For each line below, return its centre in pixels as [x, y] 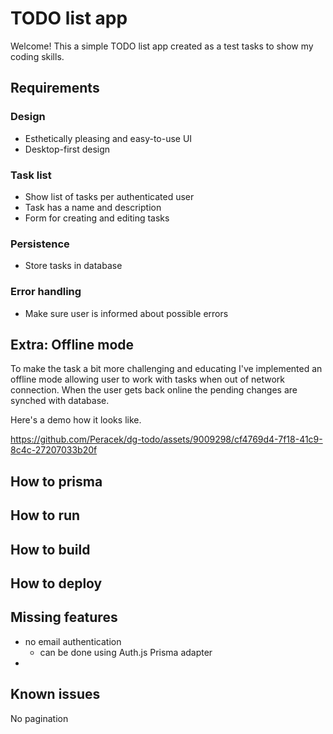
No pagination [39, 718]
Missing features [64, 617]
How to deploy [56, 583]
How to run [45, 515]
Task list [31, 175]
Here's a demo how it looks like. [76, 420]
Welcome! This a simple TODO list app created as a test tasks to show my [162, 46]
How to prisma [56, 481]
